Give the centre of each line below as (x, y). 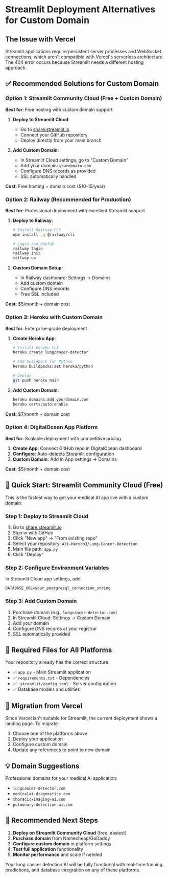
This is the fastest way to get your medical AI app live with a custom (77, 498)
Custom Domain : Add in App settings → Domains (65, 459)
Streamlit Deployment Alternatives (80, 9)
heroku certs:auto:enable (40, 404)
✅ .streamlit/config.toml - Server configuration (64, 684)
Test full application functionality (48, 849)
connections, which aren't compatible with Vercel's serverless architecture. (85, 57)
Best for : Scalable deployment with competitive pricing (63, 438)
